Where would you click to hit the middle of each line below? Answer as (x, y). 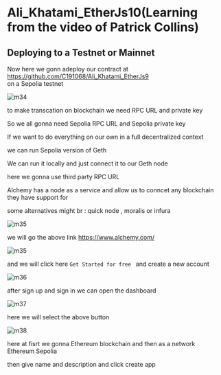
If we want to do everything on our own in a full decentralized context (105, 137)
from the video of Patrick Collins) (103, 27)
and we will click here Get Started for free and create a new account (108, 264)
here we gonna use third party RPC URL (63, 177)
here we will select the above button (58, 317)
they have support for (38, 197)
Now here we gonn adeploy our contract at (68, 69)
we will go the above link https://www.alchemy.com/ (81, 237)
